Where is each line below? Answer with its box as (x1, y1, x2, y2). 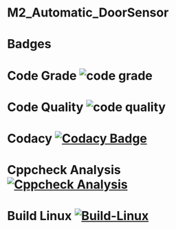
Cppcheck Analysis (7, 162, 122, 178)
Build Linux (7, 208, 72, 224)
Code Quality (7, 99, 84, 115)
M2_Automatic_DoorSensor (7, 5, 169, 21)
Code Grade (7, 67, 77, 83)
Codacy (7, 131, 53, 146)
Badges (7, 36, 52, 52)
